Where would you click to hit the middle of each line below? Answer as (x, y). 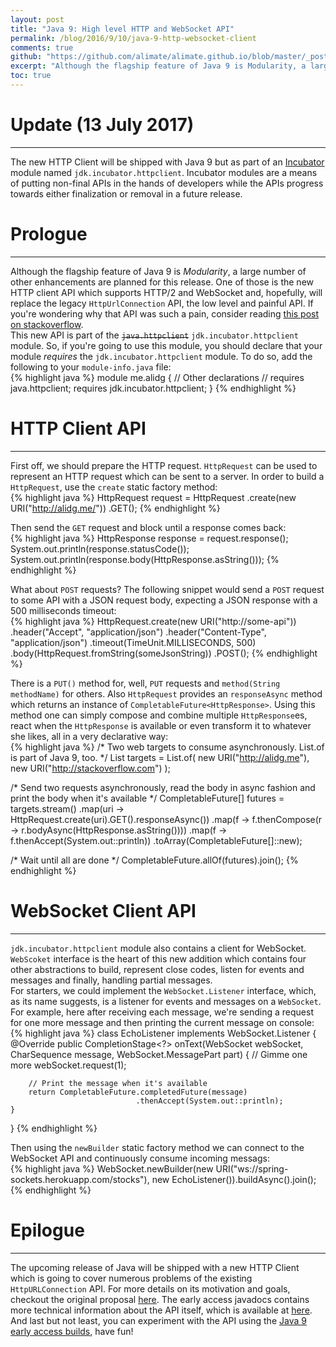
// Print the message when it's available (118, 1083)
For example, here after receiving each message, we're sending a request (162, 1012)
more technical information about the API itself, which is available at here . (161, 1310)
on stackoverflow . (47, 324)
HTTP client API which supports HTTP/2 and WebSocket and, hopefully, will (166, 292)
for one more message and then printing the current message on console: (162, 1022)
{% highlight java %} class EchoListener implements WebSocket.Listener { (163, 1033)
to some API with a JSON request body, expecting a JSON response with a (164, 600)
